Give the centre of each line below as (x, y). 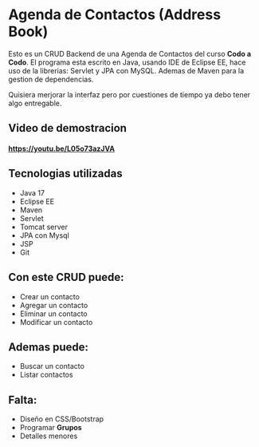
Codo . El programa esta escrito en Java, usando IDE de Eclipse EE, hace (127, 62)
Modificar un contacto (56, 322)
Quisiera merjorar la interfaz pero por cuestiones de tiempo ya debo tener (129, 94)
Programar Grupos (51, 428)
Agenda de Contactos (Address (115, 15)
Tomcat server (43, 227)
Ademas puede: (49, 347)
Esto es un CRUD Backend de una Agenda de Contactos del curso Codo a (130, 53)
